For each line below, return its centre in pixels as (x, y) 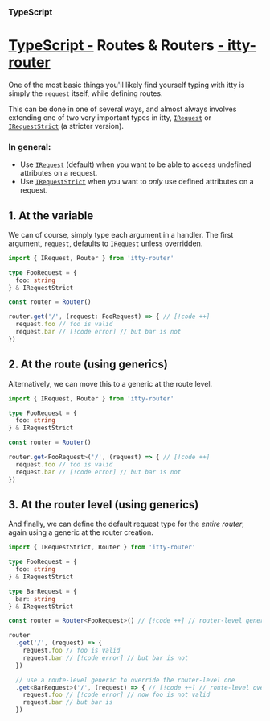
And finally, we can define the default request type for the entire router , (127, 524)
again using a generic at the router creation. (81, 532)
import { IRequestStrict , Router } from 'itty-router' (102, 547)
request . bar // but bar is (68, 702)
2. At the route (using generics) (88, 365)
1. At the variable (51, 215)
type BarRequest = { (43, 591)
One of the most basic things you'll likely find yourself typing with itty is (127, 85)
